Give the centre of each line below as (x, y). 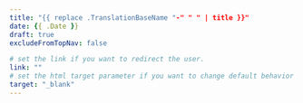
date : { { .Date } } (44, 26)
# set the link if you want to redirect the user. (107, 60)
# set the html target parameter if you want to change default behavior (152, 76)
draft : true (32, 34)
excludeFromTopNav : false (58, 43)
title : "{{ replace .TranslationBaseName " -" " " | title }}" (129, 18)
